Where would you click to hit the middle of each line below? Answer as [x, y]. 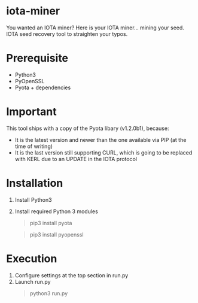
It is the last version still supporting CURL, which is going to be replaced [103, 152]
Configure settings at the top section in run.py [71, 275]
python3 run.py [49, 293]
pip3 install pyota [51, 223]
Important [31, 112]
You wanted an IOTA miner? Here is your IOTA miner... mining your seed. [95, 28]
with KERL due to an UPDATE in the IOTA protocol [76, 159]
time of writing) [33, 146]
